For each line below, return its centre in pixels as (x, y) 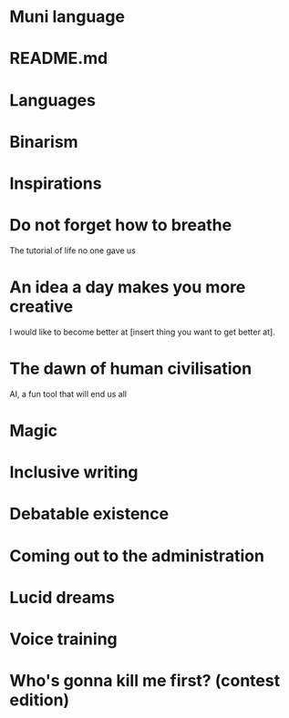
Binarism (44, 142)
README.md (59, 59)
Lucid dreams (62, 597)
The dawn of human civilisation (131, 369)
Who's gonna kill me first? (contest (145, 681)
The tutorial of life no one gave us (73, 250)
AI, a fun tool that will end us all (68, 394)
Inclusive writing (74, 472)
